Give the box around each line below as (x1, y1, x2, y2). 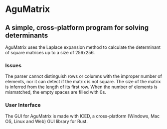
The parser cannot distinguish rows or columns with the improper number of (5, 73, 162, 79)
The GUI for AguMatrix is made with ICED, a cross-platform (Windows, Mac (5, 113, 160, 119)
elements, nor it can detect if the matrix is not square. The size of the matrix (5, 79, 161, 85)
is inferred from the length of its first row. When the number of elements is (5, 84, 158, 90)
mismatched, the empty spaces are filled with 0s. (5, 89, 106, 95)
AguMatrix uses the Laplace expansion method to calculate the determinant (5, 44, 161, 50)
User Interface (5, 102, 41, 109)
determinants (5, 31, 48, 39)
